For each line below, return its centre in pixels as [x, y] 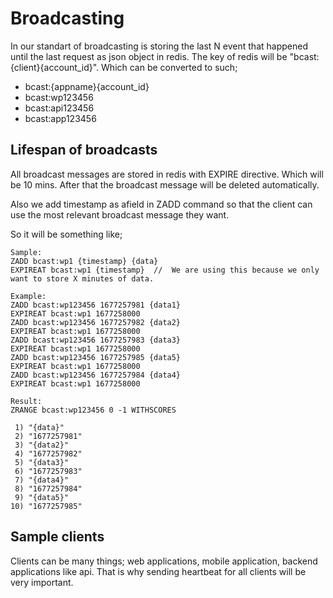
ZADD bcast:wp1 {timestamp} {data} [84, 261]
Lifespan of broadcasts [84, 150]
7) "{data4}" [42, 480]
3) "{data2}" [42, 445]
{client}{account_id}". [55, 67]
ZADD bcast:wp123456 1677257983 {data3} [96, 340]
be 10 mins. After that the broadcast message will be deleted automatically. [165, 184]
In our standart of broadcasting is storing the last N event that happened [159, 46]
